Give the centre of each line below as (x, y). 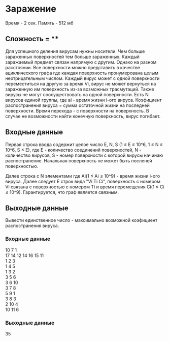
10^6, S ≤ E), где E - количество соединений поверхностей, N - (73, 150)
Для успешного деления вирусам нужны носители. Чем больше (75, 51)
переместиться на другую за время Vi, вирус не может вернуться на (81, 83)
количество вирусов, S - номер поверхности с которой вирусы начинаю (84, 155)
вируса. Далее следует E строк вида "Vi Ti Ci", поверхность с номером (83, 181)
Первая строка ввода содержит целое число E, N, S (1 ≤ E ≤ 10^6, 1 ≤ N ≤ (84, 144)
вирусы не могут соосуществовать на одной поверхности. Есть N (77, 94)
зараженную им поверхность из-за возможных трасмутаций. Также (80, 89)
